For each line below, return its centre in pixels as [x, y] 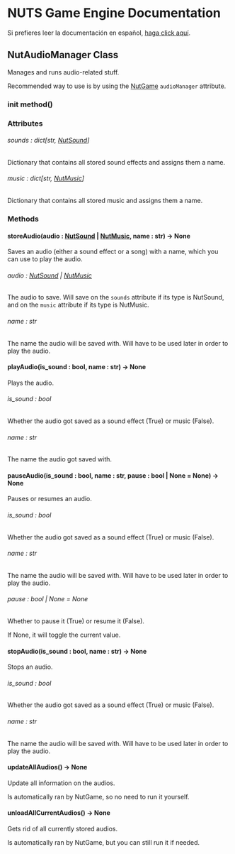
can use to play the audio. [45, 259]
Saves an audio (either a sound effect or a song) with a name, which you [113, 252]
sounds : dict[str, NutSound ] [48, 141]
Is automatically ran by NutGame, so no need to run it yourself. [98, 796]
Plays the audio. [31, 383]
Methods [23, 219]
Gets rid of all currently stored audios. [63, 828]
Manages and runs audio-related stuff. [63, 72]
